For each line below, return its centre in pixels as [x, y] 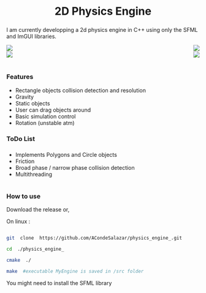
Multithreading [34, 174]
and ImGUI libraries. [32, 36]
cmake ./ [19, 260]
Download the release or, [38, 210]
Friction [25, 161]
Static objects [32, 103]
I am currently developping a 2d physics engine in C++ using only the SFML [102, 30]
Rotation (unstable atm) [45, 123]
